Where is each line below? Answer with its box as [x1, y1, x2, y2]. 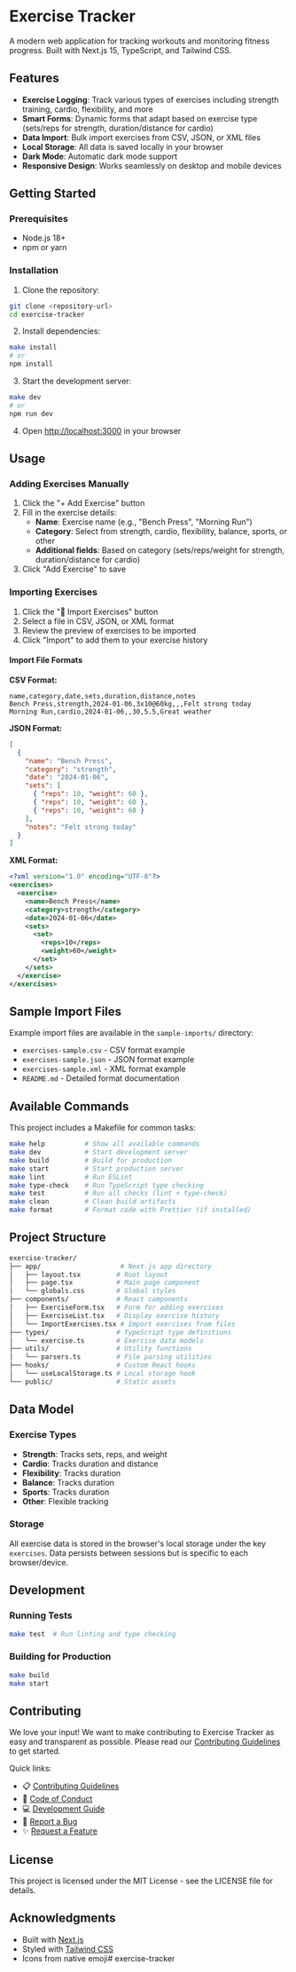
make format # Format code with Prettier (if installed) [9, 1205, 252, 1215]
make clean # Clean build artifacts [9, 1197, 176, 1206]
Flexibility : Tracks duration [21, 1467, 121, 1479]
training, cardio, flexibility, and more [21, 104, 153, 114]
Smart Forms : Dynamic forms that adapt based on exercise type [21, 113, 258, 123]
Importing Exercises [9, 586, 97, 598]
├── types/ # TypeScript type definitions [9, 1328, 232, 1337]
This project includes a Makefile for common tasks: [9, 1123, 197, 1133]
